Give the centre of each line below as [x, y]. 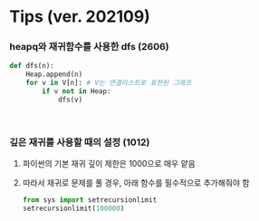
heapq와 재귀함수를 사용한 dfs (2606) [89, 47]
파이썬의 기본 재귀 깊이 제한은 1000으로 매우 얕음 [109, 164]
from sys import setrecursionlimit [90, 200]
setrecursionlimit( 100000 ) [73, 209]
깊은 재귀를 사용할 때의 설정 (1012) [80, 142]
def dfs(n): [32, 66]
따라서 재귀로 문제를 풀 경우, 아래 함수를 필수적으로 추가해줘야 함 [136, 183]
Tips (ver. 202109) [80, 17]
